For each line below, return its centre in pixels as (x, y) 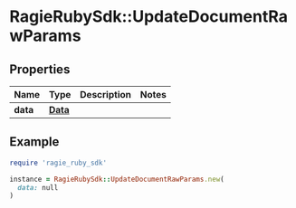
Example (34, 142)
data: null (38, 187)
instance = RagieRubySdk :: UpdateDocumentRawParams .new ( (117, 179)
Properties (40, 69)
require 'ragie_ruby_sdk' (58, 163)
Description (105, 95)
